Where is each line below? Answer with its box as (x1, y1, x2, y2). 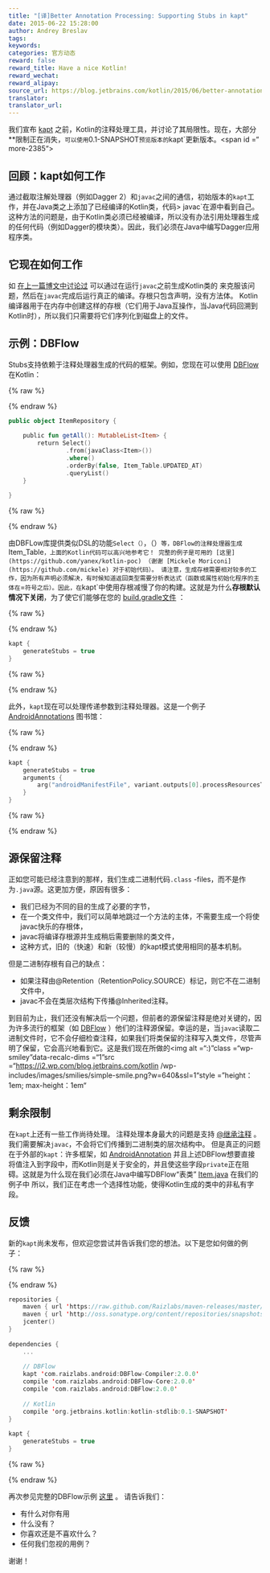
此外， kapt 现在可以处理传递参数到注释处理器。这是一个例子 (8, 701, 207, 711)
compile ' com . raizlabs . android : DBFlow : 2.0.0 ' (22, 1385, 178, 1393)
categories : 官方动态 (8, 49, 76, 57)
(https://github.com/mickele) (8, 566, 110, 574)
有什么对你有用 (19, 1509, 70, 1518)
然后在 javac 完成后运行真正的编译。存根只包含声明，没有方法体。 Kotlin (22, 290, 259, 300)
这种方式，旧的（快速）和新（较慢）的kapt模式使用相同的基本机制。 (19, 942, 247, 951)
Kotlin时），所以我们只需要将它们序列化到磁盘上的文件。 (8, 310, 193, 320)
